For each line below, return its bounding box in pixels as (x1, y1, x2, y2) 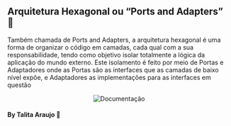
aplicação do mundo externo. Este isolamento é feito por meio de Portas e (7, 58, 224, 67)
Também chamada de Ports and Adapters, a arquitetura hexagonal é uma (7, 35, 221, 44)
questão (7, 81, 32, 89)
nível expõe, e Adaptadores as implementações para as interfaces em (7, 73, 211, 81)
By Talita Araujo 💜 (7, 110, 61, 119)
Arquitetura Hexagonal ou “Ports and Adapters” (7, 6, 223, 18)
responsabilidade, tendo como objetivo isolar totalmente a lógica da (7, 50, 205, 59)
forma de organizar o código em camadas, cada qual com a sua (7, 42, 193, 52)
